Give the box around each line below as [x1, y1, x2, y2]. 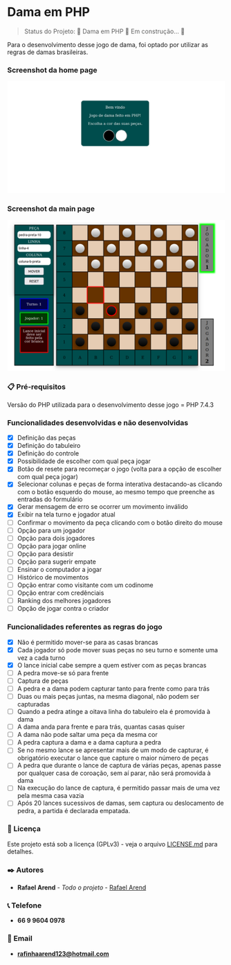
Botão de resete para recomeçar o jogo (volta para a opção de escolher [17, 465, 222, 473]
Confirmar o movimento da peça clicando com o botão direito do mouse [17, 518, 223, 527]
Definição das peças [17, 434, 76, 442]
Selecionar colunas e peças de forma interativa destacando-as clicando [17, 480, 223, 489]
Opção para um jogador [17, 526, 85, 534]
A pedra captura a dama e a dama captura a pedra [17, 738, 161, 747]
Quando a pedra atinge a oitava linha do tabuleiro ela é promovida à [17, 707, 211, 715]
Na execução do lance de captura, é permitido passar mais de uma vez [17, 784, 221, 792]
